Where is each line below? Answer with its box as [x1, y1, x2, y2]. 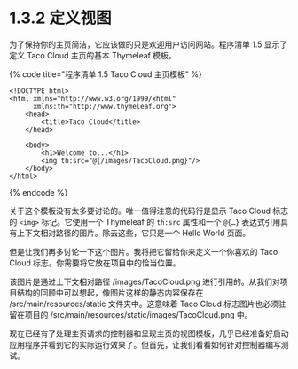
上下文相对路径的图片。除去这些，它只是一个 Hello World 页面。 [16, 227, 251, 238]
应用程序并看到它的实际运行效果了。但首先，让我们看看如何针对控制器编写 [9, 339, 281, 350]
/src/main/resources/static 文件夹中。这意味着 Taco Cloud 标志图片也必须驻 [9, 298, 286, 309]
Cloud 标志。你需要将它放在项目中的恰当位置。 [9, 258, 181, 268]
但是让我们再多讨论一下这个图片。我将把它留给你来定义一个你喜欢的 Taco [9, 246, 278, 257]
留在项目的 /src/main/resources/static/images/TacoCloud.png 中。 [9, 309, 253, 319]
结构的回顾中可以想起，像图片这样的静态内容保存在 [16, 287, 204, 297]
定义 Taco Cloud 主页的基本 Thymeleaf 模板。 [9, 50, 176, 60]
